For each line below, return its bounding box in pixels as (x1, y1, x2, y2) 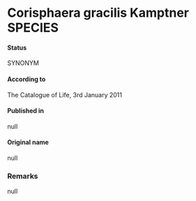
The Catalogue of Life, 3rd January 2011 (7, 90, 122, 99)
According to (7, 75, 46, 83)
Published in (7, 106, 44, 115)
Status (7, 43, 27, 52)
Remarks (7, 171, 38, 181)
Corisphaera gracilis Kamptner (7, 5, 190, 21)
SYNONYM (7, 59, 40, 67)
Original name (7, 138, 49, 146)
